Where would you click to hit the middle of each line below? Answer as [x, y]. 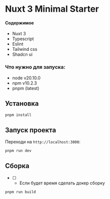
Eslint [18, 44]
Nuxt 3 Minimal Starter [52, 9]
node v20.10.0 [26, 78]
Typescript [23, 39]
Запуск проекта [31, 130]
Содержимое [20, 22]
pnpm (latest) [26, 88]
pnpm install [18, 115]
